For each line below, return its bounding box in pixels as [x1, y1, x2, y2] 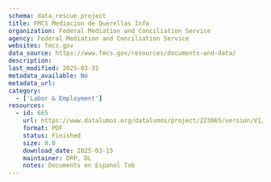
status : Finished [23, 131, 81, 139]
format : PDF [23, 124, 63, 132]
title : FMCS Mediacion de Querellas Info [8, 19, 150, 27]
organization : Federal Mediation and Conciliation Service [8, 27, 211, 35]
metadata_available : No [8, 72, 89, 80]
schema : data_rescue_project [8, 11, 106, 20]
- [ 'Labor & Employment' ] [15, 94, 103, 102]
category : [8, 86, 42, 95]
